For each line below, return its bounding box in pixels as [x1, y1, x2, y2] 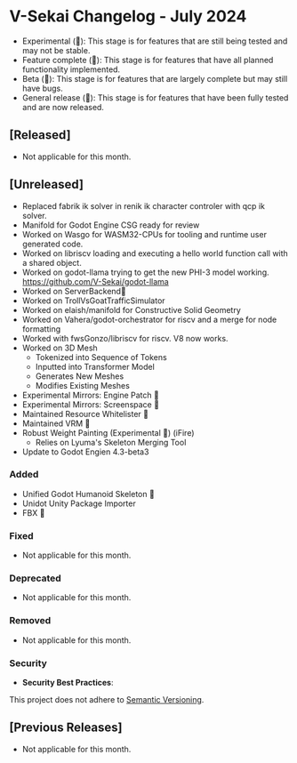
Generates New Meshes [35, 371, 124, 381]
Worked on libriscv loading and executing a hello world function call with [21, 247, 289, 259]
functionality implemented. [21, 64, 121, 75]
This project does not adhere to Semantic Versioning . [9, 695, 205, 705]
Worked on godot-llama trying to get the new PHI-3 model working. [21, 267, 269, 277]
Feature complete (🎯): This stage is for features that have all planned [21, 54, 274, 65]
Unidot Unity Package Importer [21, 498, 136, 509]
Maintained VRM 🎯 [21, 418, 91, 429]
